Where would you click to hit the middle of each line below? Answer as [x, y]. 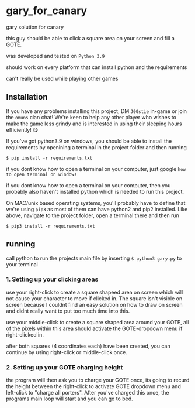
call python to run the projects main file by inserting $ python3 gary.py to [94, 258]
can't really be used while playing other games [62, 78]
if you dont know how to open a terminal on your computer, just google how [96, 169]
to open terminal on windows [41, 174]
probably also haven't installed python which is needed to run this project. [95, 191]
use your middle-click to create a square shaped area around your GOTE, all [97, 322]
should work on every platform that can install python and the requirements [97, 67]
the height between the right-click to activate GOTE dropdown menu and [93, 386]
